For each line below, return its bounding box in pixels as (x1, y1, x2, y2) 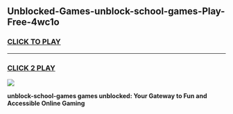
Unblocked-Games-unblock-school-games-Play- (7, 6, 225, 17)
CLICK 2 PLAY (7, 63, 55, 73)
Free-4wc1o (7, 17, 60, 28)
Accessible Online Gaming (7, 99, 85, 107)
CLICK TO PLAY (7, 37, 61, 47)
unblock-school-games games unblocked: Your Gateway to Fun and (7, 91, 207, 99)
